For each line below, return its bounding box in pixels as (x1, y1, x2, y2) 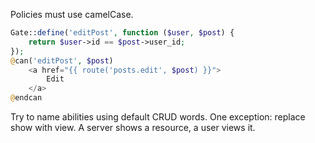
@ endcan (10, 93, 43, 103)
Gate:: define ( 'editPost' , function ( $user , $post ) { (10, 28, 235, 38)
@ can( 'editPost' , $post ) (10, 55, 114, 66)
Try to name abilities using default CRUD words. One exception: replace (10, 111, 306, 123)
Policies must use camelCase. (10, 9, 134, 20)
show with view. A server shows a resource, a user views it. (10, 122, 256, 133)
